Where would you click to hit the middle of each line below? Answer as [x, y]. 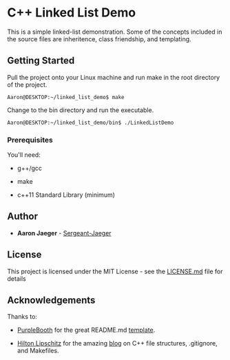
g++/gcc [30, 168]
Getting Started [41, 61]
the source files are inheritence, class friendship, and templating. [99, 39]
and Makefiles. [38, 351]
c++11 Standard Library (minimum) [66, 195]
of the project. [27, 85]
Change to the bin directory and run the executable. [81, 110]
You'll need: [24, 155]
